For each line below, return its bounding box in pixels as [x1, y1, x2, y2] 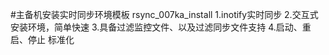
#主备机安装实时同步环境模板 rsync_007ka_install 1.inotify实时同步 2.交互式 [10, 9, 319, 20]
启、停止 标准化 [10, 34, 75, 45]
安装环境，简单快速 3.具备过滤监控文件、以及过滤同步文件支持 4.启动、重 [10, 21, 312, 33]
